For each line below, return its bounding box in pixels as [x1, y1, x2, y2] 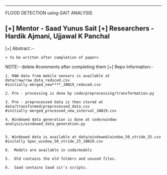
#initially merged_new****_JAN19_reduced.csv [5, 82, 101, 87]
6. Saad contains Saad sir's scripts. [5, 165, 88, 170]
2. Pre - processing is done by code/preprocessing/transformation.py [5, 91, 155, 96]
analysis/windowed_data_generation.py [5, 121, 85, 126]
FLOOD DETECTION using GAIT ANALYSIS [5, 10, 93, 15]
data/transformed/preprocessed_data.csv [5, 104, 90, 109]
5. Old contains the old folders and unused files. [5, 156, 117, 161]
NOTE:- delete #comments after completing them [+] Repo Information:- [5, 63, 153, 70]
